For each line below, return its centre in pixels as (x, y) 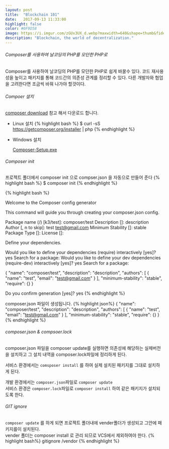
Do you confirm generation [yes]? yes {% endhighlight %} (65, 293)
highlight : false (23, 24)
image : (12, 33)
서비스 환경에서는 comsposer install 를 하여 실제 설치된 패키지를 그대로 (76, 365)
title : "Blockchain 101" (32, 15)
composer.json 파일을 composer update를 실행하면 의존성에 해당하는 (74, 348)
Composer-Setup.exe (35, 150)
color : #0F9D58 (21, 29)
